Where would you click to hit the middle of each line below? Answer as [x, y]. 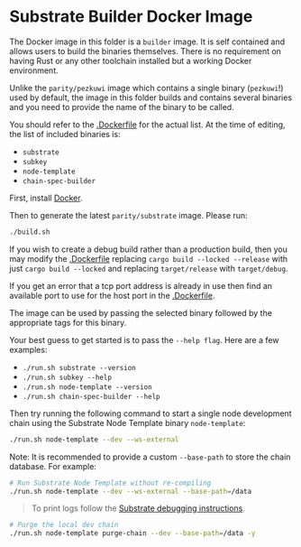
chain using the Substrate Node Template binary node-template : [128, 422]
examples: [28, 349]
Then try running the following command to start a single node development [150, 413]
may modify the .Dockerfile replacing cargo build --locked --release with [149, 258]
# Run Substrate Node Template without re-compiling [110, 483]
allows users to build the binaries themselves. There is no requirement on [146, 51]
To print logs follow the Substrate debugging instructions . [138, 508]
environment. [34, 70]
